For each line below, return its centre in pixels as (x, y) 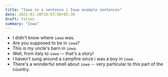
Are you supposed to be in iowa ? (46, 43)
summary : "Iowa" (22, 24)
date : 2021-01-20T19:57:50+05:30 (40, 14)
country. (21, 70)
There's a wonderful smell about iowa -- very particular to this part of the (88, 64)
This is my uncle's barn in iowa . (45, 48)
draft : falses (20, 19)
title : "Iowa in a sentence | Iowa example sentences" (64, 10)
